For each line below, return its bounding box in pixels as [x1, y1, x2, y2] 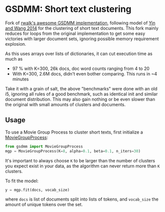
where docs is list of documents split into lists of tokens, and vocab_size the [5, 196, 159, 202]
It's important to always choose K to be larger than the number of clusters [5, 157, 155, 163]
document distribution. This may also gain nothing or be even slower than [5, 96, 155, 102]
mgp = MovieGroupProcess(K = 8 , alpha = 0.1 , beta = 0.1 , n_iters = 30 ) [5, 148, 141, 153]
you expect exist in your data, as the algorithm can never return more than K [5, 163, 160, 169]
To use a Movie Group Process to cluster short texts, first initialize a [5, 129, 143, 135]
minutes [12, 76, 29, 82]
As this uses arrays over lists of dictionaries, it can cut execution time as [5, 51, 153, 57]
